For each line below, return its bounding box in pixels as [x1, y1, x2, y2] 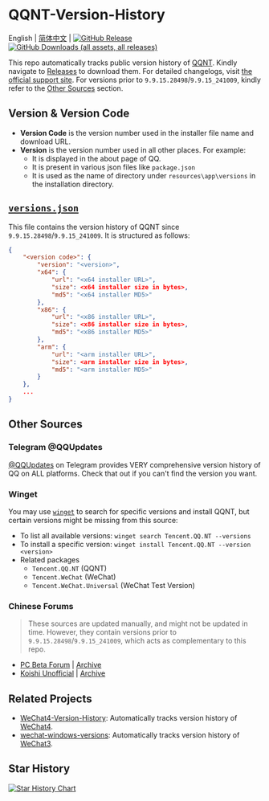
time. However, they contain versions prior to [27, 627, 177, 637]
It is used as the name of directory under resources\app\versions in [31, 170, 256, 180]
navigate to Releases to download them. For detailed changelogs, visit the [8, 66, 253, 76]
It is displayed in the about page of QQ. [31, 153, 161, 163]
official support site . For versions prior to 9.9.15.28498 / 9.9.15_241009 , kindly [8, 75, 261, 84]
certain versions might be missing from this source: [8, 515, 178, 525]
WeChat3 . [19, 739, 54, 749]
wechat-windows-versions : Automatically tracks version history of [19, 730, 240, 740]
